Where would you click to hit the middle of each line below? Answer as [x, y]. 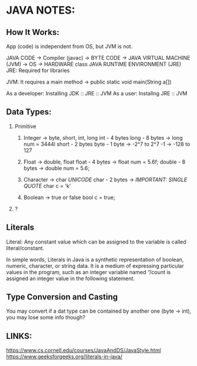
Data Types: [29, 112]
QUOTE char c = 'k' [47, 186]
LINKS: [19, 336]
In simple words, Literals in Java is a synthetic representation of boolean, [95, 259]
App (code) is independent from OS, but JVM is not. [70, 46]
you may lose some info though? [46, 317]
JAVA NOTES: [41, 10]
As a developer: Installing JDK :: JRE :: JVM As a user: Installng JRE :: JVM [97, 93]
